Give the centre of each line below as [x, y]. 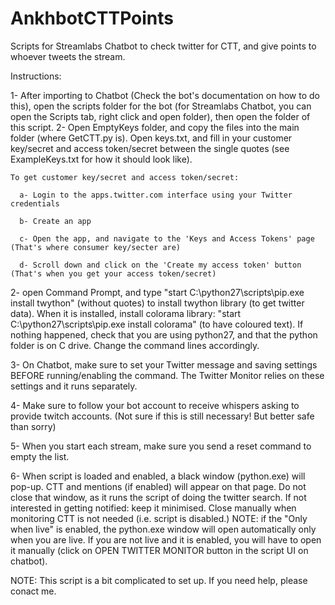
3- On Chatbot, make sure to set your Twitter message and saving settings [164, 364]
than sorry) [33, 426]
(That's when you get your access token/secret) [113, 273]
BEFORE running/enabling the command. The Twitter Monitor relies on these [167, 375]
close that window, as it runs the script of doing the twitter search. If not [158, 497]
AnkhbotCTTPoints [92, 18]
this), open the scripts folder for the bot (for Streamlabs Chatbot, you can [161, 106]
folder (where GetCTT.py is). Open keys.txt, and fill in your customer [151, 138]
